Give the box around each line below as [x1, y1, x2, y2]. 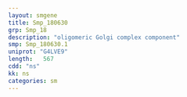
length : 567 [8, 56, 55, 63]
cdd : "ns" [8, 63, 41, 70]
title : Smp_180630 [8, 19, 68, 27]
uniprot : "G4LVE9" [8, 48, 68, 56]
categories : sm [8, 77, 58, 84]
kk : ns [8, 70, 30, 77]
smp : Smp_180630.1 [8, 41, 68, 48]
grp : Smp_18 [8, 26, 47, 34]
